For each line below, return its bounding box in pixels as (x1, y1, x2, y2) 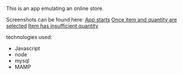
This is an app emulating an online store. (6, 5, 104, 12)
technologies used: (6, 34, 53, 40)
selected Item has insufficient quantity (6, 23, 99, 29)
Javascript (14, 45, 40, 52)
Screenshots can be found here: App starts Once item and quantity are (6, 16, 177, 23)
